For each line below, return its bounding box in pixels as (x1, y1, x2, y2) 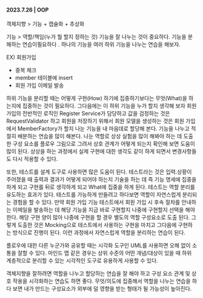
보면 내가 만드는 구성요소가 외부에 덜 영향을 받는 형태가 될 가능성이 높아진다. (12, 285, 192, 293)
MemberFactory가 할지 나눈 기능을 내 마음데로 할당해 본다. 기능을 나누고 (17, 125, 190, 132)
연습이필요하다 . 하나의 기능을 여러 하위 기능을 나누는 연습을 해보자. (22, 41, 181, 48)
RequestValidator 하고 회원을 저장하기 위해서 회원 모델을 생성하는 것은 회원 (6, 117, 185, 125)
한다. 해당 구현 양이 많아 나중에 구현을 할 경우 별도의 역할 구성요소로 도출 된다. (6, 214, 190, 221)
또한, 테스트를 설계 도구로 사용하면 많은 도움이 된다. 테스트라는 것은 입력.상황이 (6, 168, 192, 175)
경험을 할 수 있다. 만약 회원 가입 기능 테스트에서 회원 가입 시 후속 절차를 (12, 198, 181, 206)
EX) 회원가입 (6, 53, 36, 61)
